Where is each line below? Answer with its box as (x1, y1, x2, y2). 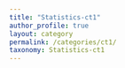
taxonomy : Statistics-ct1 (9, 46, 105, 55)
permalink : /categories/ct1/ (9, 37, 117, 47)
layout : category (9, 29, 74, 38)
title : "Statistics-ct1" (9, 12, 101, 22)
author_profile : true (9, 21, 90, 30)
